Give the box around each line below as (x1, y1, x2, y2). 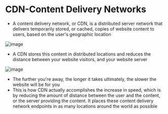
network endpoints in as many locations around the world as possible (12, 103, 158, 109)
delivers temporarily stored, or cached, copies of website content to (12, 25, 154, 32)
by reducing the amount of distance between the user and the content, (12, 92, 160, 98)
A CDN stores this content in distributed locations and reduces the (12, 51, 151, 57)
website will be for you (12, 81, 60, 88)
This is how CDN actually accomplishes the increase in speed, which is (12, 87, 161, 93)
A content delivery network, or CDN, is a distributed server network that (12, 20, 163, 26)
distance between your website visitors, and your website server (12, 56, 148, 62)
